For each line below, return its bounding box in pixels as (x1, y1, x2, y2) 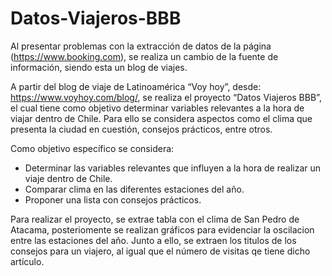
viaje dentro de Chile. (24, 172, 113, 184)
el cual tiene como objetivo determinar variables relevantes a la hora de (10, 102, 305, 114)
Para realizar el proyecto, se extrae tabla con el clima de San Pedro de (10, 213, 300, 225)
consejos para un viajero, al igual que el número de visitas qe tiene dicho (10, 245, 311, 257)
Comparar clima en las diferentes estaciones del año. (24, 183, 245, 195)
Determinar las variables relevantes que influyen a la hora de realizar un (24, 162, 322, 174)
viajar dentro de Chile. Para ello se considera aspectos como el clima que (10, 112, 313, 124)
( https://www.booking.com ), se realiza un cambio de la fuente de (10, 50, 279, 62)
